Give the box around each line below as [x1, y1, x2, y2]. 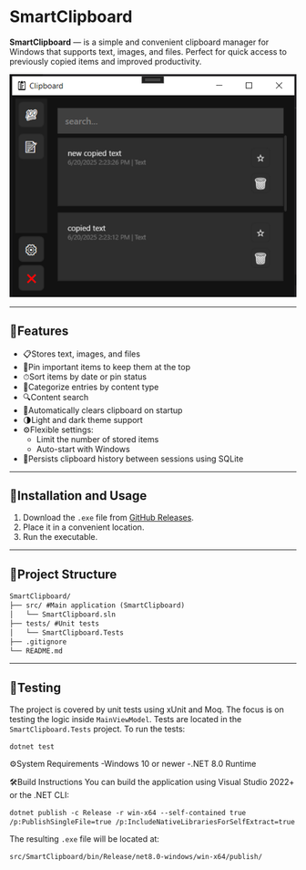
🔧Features [9, 324, 69, 339]
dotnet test [9, 741, 55, 751]
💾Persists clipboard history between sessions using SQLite [22, 453, 244, 464]
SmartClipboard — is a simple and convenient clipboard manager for [9, 36, 270, 47]
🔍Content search [22, 391, 89, 402]
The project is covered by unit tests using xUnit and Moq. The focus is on [9, 704, 285, 715]
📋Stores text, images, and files [22, 348, 141, 359]
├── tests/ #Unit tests [9, 619, 100, 628]
